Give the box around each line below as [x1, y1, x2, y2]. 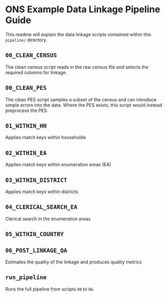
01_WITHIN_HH [5, 122, 47, 129]
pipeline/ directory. [5, 37, 47, 43]
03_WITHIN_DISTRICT [5, 176, 67, 184]
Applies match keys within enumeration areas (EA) [5, 162, 111, 168]
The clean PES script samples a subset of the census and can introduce [5, 96, 157, 103]
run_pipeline [5, 273, 47, 281]
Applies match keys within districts [5, 189, 79, 195]
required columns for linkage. [5, 69, 67, 75]
